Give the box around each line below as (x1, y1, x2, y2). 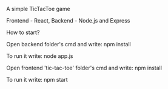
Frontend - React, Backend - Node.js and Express (6, 17, 130, 24)
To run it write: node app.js (6, 52, 73, 60)
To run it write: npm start (6, 76, 68, 83)
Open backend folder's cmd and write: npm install (6, 41, 132, 48)
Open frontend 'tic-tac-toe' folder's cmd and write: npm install (6, 64, 163, 71)
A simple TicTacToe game (6, 5, 71, 12)
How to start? (6, 29, 40, 36)
